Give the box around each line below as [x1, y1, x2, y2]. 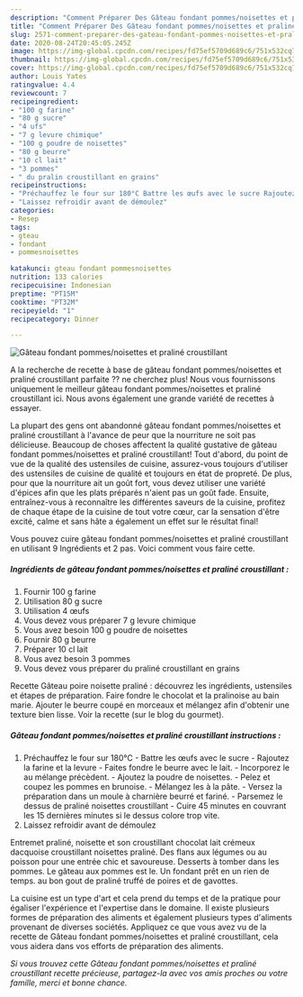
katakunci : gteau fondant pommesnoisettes [10, 264, 172, 273]
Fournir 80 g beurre [22, 635, 97, 645]
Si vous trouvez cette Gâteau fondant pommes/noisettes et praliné [10, 958, 257, 969]
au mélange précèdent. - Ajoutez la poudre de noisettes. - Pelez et [22, 772, 271, 782]
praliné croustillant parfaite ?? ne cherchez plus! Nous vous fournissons [10, 374, 276, 385]
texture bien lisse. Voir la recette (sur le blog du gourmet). [10, 709, 224, 720]
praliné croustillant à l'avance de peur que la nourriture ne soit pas [10, 430, 256, 441]
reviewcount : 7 [10, 88, 67, 97]
